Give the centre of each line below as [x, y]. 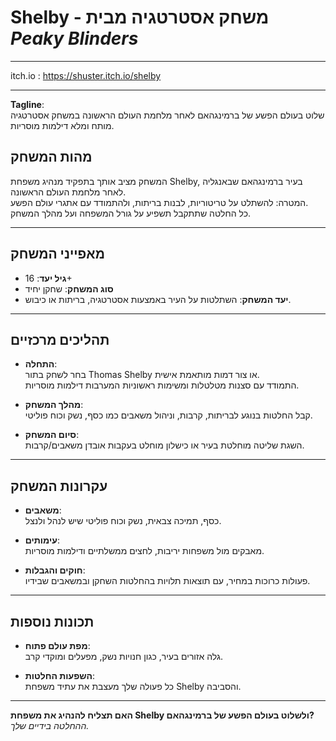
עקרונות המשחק [59, 486]
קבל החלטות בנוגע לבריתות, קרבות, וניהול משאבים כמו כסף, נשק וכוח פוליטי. [168, 415]
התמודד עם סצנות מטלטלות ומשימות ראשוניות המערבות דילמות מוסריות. [162, 385]
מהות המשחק [51, 157]
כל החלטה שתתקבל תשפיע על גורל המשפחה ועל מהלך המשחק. [131, 213]
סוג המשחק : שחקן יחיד [69, 288]
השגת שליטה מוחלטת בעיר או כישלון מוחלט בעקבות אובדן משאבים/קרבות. [164, 445]
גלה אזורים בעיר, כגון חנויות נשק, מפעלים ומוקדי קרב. [123, 656]
